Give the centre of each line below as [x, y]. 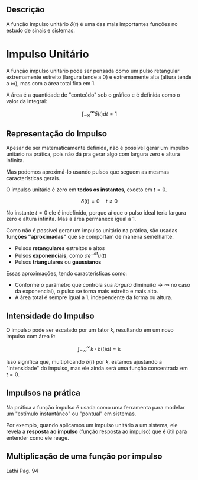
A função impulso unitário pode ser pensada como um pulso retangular [93, 71]
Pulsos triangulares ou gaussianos [58, 262]
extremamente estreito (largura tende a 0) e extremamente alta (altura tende [99, 77]
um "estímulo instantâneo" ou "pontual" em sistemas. [71, 414]
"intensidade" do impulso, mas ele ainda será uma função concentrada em [97, 368]
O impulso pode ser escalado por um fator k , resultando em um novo [90, 330]
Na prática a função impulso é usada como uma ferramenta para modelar [95, 407]
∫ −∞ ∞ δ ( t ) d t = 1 [99, 114]
